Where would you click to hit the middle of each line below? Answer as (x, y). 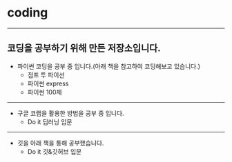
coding (28, 13)
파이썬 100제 (45, 92)
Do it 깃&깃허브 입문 (55, 151)
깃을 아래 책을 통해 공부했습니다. (60, 143)
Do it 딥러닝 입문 (50, 121)
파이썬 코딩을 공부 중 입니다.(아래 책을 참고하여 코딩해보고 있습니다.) (109, 66)
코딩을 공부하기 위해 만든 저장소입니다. (84, 49)
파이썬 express (48, 83)
